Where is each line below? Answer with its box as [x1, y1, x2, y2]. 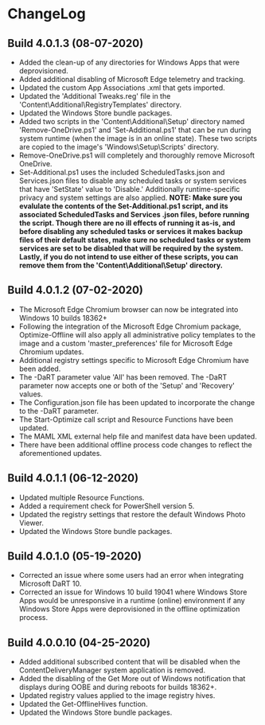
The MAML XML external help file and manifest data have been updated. [18, 431, 258, 441]
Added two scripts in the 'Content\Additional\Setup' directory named [18, 117, 245, 126]
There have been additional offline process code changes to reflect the [18, 439, 252, 450]
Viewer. [18, 518, 45, 528]
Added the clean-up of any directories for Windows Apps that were [18, 57, 240, 67]
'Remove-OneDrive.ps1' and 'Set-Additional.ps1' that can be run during [18, 125, 251, 134]
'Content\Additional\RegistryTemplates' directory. [18, 100, 182, 109]
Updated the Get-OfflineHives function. [18, 700, 148, 709]
